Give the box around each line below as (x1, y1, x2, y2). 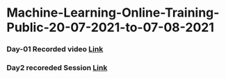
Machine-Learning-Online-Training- (6, 5, 220, 21)
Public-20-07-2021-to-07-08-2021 (6, 19, 215, 35)
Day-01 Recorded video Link (6, 44, 104, 54)
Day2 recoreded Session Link (6, 63, 108, 73)
